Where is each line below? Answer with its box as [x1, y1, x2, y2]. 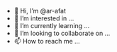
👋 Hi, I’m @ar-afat [13, 7, 66, 15]
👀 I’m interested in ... [13, 14, 74, 22]
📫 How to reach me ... [13, 37, 80, 45]
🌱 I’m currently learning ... [13, 22, 90, 30]
